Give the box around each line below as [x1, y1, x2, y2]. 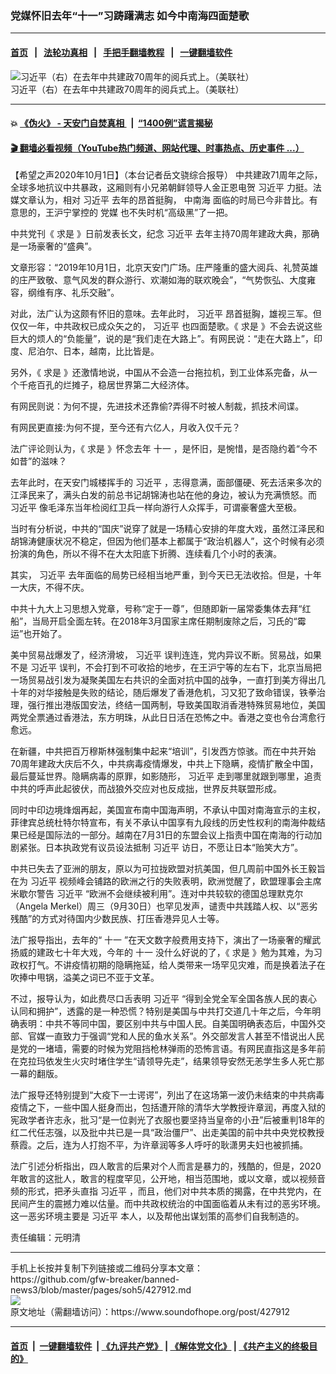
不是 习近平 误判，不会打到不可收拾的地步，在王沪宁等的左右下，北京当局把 [10, 662, 322, 674]
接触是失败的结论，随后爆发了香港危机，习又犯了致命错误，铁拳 [53, 687, 317, 699]
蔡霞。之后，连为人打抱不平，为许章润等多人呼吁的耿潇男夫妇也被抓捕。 [10, 1139, 308, 1151]
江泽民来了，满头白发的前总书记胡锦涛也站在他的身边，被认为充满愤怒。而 [10, 489, 317, 501]
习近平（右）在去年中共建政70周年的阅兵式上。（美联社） [10, 83, 245, 95]
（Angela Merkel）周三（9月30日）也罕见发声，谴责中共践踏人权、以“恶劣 [10, 900, 318, 912]
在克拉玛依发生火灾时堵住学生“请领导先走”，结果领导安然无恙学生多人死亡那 [10, 1055, 325, 1067]
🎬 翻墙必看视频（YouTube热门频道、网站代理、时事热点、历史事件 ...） [10, 142, 305, 154]
